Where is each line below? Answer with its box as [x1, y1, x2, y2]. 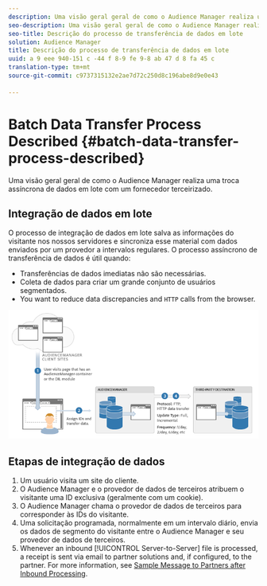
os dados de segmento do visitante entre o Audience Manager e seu [19, 526, 245, 537]
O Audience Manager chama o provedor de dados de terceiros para [19, 502, 242, 511]
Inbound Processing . [19, 569, 88, 579]
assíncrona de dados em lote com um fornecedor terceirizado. [8, 184, 213, 193]
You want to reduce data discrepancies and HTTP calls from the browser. [19, 295, 256, 304]
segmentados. [19, 286, 68, 295]
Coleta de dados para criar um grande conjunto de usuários [19, 277, 216, 287]
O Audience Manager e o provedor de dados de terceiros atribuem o [19, 484, 245, 494]
